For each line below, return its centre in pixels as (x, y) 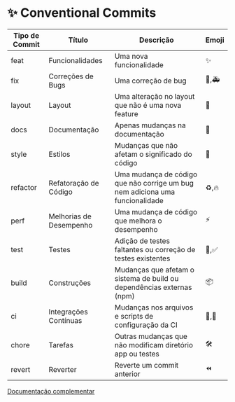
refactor (24, 187)
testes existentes (142, 258)
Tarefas (61, 345)
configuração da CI (146, 325)
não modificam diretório (154, 345)
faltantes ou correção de (155, 249)
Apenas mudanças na (150, 125)
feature (126, 113)
